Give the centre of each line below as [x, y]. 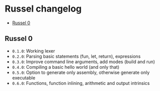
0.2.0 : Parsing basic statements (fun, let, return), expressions [76, 56]
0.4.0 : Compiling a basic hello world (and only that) [66, 67]
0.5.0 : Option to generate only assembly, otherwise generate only [81, 72]
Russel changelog [43, 9]
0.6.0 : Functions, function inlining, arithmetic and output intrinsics [81, 83]
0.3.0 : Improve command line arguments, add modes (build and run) [84, 62]
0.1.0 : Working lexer [33, 51]
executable [24, 78]
